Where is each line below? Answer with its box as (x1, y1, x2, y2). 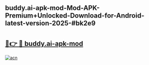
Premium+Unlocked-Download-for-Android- (5, 12, 145, 20)
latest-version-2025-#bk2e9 (5, 19, 96, 27)
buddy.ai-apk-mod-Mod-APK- (5, 4, 100, 12)
